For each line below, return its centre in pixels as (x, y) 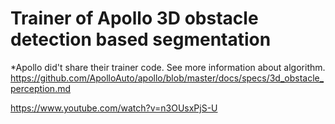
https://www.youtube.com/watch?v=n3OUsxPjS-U (114, 108)
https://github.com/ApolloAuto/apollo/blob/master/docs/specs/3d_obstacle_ (167, 78)
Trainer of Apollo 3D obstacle (134, 18)
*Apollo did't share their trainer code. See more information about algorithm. (168, 67)
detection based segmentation (141, 39)
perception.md (41, 88)
